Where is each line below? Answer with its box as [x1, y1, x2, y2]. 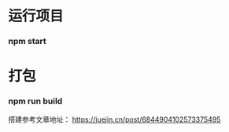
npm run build [8, 96, 63, 107]
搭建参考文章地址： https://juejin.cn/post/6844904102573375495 [8, 115, 221, 124]
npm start [8, 36, 47, 47]
